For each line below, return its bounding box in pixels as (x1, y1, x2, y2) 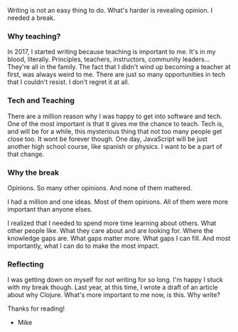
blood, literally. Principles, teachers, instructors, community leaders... (7, 55, 210, 63)
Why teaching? (7, 31, 61, 41)
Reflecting (7, 259, 44, 269)
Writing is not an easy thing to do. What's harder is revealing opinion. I (7, 6, 213, 14)
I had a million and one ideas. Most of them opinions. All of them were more (7, 197, 229, 206)
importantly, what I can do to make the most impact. (7, 242, 160, 250)
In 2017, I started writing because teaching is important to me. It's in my (7, 48, 216, 56)
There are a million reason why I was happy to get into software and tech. (7, 112, 222, 120)
